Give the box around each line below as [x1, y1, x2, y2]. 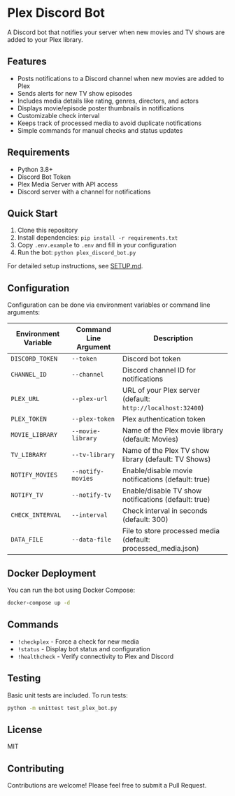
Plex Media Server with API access [17, 180, 118, 188]
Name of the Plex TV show [122, 446, 210, 456]
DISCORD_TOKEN [10, 355, 58, 363]
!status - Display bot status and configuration [17, 644, 150, 653]
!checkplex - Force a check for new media [17, 637, 140, 646]
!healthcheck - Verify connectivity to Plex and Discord [17, 652, 173, 660]
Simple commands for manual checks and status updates [17, 126, 183, 134]
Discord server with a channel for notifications [17, 187, 151, 196]
